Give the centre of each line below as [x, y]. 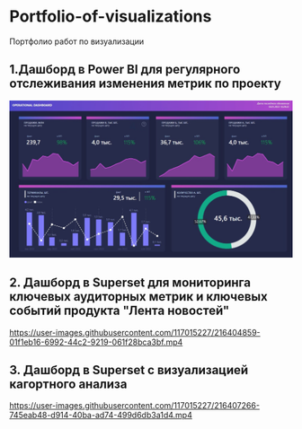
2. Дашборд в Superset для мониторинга [130, 283]
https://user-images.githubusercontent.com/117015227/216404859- [135, 332]
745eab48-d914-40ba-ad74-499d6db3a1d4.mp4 [101, 416]
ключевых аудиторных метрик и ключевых [138, 297]
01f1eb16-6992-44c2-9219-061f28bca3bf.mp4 [96, 342]
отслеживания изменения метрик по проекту [145, 84]
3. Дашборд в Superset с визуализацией [129, 370]
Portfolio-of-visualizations [111, 17]
